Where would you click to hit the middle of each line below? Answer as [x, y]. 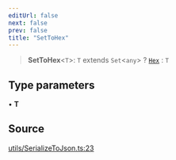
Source [27, 129]
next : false [28, 23]
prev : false [28, 30]
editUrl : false [33, 15]
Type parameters [52, 85]
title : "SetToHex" [38, 38]
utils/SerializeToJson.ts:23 [51, 148]
